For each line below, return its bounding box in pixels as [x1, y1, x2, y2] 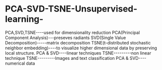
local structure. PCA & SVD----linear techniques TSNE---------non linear [5, 50, 152, 56]
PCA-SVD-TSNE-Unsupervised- [5, 3, 138, 14]
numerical [5, 60, 25, 66]
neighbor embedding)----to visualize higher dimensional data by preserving [5, 45, 157, 51]
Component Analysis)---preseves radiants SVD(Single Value [5, 35, 126, 41]
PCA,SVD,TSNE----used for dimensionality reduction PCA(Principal [5, 29, 140, 35]
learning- [5, 14, 44, 25]
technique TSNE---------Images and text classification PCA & [5, 55, 129, 61]
